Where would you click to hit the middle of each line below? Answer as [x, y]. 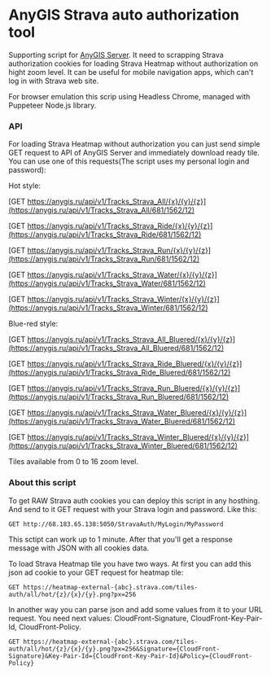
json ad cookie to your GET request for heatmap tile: [96, 572]
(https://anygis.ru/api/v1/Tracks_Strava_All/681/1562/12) [102, 210]
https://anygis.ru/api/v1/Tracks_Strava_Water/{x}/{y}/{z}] [122, 275]
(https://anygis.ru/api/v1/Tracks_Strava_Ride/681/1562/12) [105, 234]
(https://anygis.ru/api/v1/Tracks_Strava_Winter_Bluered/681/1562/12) [123, 446]
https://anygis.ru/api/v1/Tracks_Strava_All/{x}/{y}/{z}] [117, 202]
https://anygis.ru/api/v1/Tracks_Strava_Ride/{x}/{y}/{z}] [120, 226]
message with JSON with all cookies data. [79, 548]
